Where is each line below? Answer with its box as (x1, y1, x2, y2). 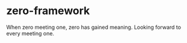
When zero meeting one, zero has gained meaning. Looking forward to (6, 24, 182, 31)
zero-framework (6, 4, 90, 18)
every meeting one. (6, 29, 55, 37)
